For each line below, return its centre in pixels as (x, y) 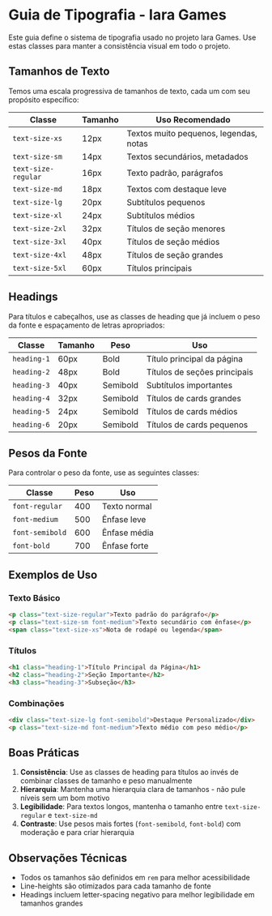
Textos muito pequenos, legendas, (192, 133)
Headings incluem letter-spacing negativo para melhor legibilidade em (137, 895)
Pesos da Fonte (48, 453)
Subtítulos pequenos (166, 202)
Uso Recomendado (193, 119)
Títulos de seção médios (173, 242)
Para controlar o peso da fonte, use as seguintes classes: (104, 473)
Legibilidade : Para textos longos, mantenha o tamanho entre (121, 807)
